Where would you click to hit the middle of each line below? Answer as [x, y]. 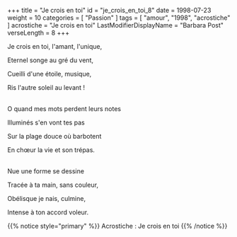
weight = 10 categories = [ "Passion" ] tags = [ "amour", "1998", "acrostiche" [119, 18]
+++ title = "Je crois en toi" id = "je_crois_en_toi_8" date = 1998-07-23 [109, 10]
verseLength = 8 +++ [38, 33]
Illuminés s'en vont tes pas [46, 122]
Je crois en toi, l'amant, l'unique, [55, 46]
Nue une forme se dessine [46, 171]
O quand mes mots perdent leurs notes [64, 109]
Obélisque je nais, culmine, [47, 198]
